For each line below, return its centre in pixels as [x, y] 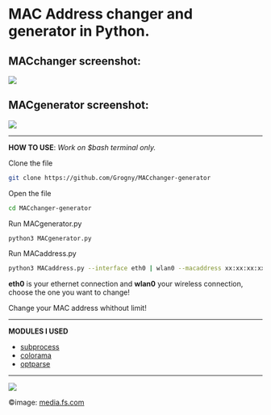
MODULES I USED [38, 331]
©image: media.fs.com [46, 402]
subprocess [40, 347]
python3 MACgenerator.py [50, 238]
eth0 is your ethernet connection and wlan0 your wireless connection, [126, 284]
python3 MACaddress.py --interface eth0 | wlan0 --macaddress [115, 268]
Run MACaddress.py [42, 254]
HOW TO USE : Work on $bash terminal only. [82, 147]
